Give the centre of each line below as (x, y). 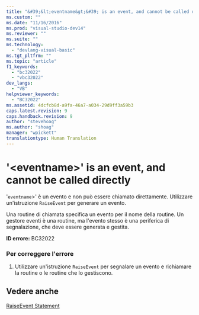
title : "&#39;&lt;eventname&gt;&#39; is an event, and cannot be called (98, 12)
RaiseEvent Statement (33, 306)
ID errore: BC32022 (31, 238)
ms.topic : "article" (32, 61)
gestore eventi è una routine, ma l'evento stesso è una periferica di (88, 220)
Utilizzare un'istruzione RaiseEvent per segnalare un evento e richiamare (103, 266)
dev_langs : (20, 83)
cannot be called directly (69, 180)
